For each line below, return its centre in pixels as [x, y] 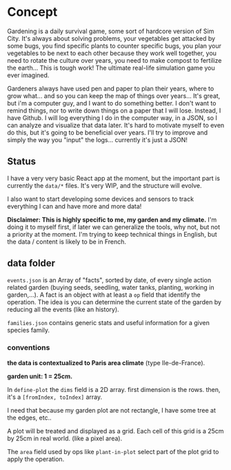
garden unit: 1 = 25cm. [40, 376]
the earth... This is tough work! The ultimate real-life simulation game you [111, 68]
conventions [29, 348]
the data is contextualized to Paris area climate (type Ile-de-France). [106, 362]
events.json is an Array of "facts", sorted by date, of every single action [109, 280]
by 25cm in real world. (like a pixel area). [65, 438]
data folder [31, 263]
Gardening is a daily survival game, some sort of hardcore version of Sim [111, 31]
